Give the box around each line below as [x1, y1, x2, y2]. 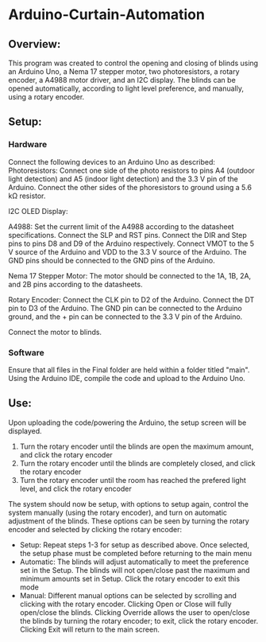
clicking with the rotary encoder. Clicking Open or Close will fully [19, 599, 232, 609]
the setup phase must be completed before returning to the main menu [19, 548, 253, 558]
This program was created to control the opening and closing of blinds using [8, 58, 259, 68]
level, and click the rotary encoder [19, 484, 133, 493]
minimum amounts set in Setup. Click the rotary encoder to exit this [19, 574, 241, 583]
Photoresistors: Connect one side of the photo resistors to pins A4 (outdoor [8, 165, 256, 175]
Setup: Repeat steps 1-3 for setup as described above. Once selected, [19, 539, 250, 550]
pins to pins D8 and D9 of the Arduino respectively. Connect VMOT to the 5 [8, 239, 255, 248]
